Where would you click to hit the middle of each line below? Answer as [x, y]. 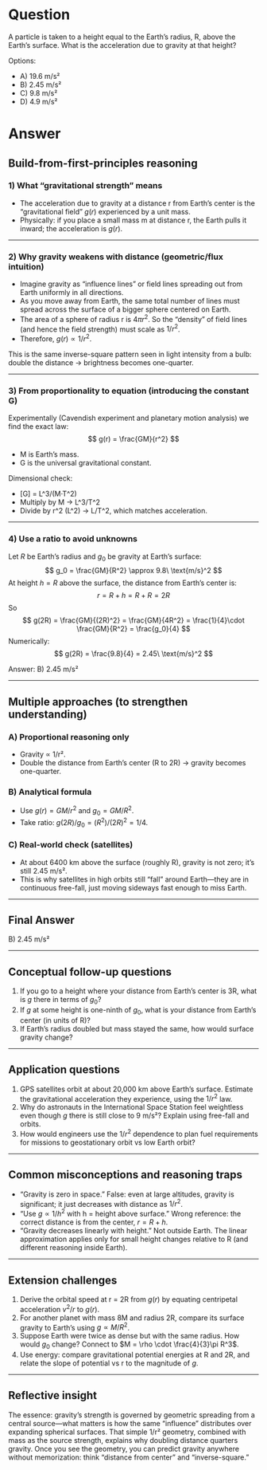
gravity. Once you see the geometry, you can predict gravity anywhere [124, 1448]
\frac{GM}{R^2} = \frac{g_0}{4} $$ [133, 629]
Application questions [64, 1070]
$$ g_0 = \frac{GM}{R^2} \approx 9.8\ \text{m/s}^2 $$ [133, 571]
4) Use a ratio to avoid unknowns [73, 539]
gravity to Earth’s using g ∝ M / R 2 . [74, 1327]
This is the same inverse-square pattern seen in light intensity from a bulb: [130, 354]
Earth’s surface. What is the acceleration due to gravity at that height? [122, 45]
